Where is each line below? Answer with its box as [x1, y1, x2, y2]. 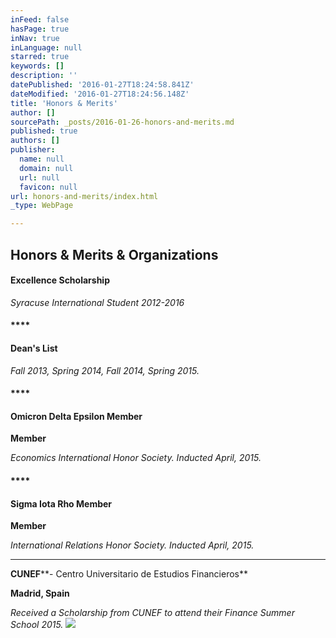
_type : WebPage [10, 201, 74, 211]
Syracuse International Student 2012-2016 [10, 296, 185, 308]
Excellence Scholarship [10, 274, 110, 286]
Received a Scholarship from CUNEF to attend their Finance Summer [10, 607, 295, 619]
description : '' [10, 71, 78, 81]
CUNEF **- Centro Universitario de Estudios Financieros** [10, 568, 249, 580]
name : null [19, 154, 65, 164]
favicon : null [19, 182, 78, 192]
